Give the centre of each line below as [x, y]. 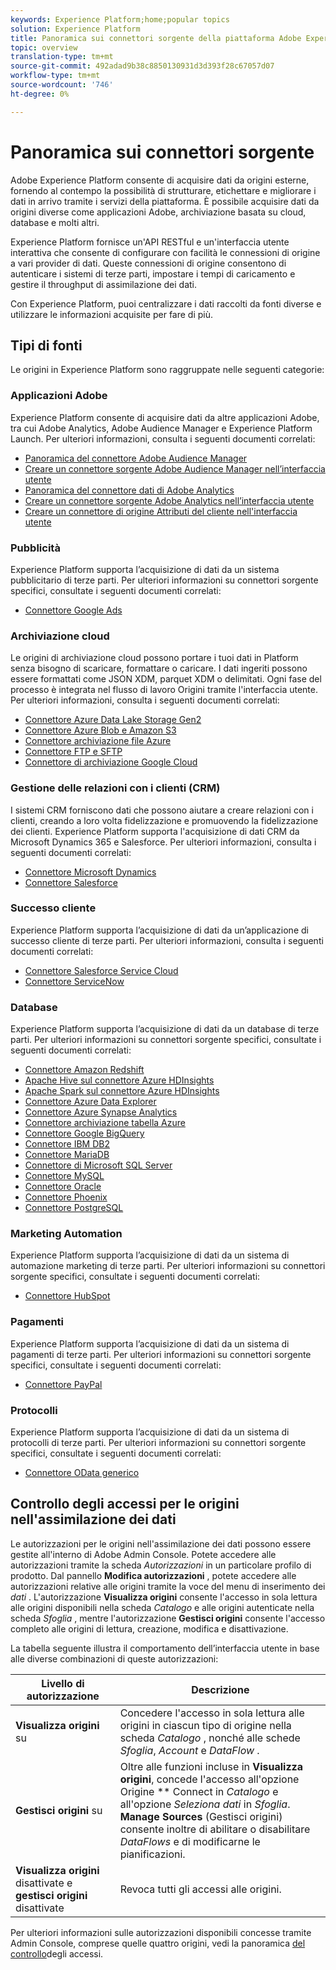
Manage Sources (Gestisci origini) [201, 1816]
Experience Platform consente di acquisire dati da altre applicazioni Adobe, [165, 417]
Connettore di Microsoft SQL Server [98, 1165]
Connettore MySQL [64, 1176]
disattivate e [44, 1883]
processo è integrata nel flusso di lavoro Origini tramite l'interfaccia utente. [164, 690]
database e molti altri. [55, 222]
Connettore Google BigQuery [84, 1133]
